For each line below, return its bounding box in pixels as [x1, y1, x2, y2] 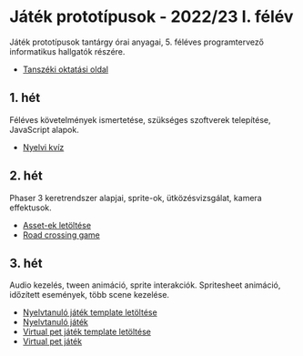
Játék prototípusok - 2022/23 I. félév [9, 6, 294, 27]
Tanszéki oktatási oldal [22, 64, 109, 75]
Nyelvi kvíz [22, 141, 65, 152]
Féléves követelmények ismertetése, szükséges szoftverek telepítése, [9, 114, 271, 125]
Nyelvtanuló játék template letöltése [22, 307, 157, 318]
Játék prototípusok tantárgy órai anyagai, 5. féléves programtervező [9, 36, 264, 47]
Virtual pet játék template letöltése [22, 326, 152, 338]
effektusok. [9, 202, 52, 213]
